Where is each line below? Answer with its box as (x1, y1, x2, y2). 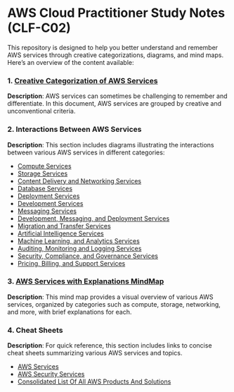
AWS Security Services (17, 370, 85, 379)
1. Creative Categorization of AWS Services (7, 75, 158, 85)
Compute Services (17, 161, 72, 170)
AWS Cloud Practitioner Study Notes (7, 5, 226, 21)
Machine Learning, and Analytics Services (17, 236, 141, 245)
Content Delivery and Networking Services (17, 176, 142, 185)
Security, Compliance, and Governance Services (17, 252, 158, 260)
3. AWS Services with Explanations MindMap (7, 276, 164, 286)
